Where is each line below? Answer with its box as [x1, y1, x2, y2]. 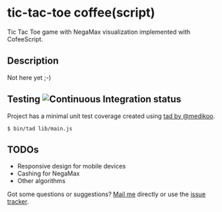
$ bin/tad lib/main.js [7, 125, 73, 132]
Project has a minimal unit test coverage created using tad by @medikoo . [7, 112, 216, 120]
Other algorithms [17, 177, 66, 185]
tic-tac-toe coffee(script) [7, 5, 156, 21]
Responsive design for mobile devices [17, 162, 126, 171]
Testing [7, 93, 41, 105]
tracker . [7, 197, 29, 206]
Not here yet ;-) [7, 73, 52, 81]
